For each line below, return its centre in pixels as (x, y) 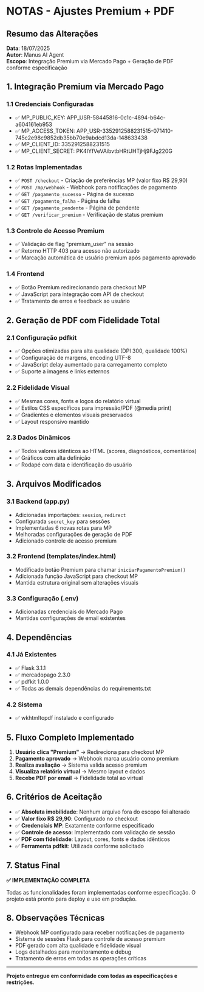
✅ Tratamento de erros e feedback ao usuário (73, 301)
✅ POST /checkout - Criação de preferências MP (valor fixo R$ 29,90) (101, 180)
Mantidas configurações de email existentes (70, 618)
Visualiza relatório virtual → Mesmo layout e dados (80, 771)
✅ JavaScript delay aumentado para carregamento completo (91, 365)
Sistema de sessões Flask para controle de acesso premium (90, 939)
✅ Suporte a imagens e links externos (62, 371)
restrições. (20, 982)
